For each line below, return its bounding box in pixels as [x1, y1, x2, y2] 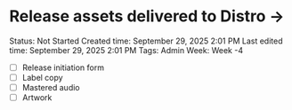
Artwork [21, 92, 53, 103]
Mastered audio [21, 82, 80, 93]
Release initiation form [21, 62, 105, 73]
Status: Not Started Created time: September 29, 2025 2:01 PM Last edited [9, 35, 283, 46]
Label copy [21, 73, 64, 82]
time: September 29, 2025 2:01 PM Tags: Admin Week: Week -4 [9, 44, 243, 55]
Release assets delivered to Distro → [9, 6, 285, 27]
